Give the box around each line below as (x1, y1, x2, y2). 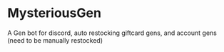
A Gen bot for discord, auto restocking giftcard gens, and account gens (7, 28, 218, 37)
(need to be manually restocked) (7, 36, 103, 44)
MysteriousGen (7, 5, 102, 21)
